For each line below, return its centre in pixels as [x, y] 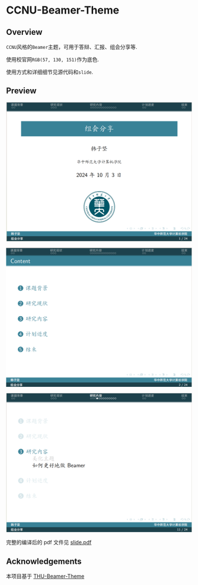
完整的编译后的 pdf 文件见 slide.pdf [49, 543]
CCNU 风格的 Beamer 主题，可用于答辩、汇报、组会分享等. [72, 47]
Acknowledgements [44, 561]
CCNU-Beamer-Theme [63, 10]
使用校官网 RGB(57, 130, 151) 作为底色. [52, 59]
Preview [22, 91]
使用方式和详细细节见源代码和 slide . [49, 72]
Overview [24, 32]
